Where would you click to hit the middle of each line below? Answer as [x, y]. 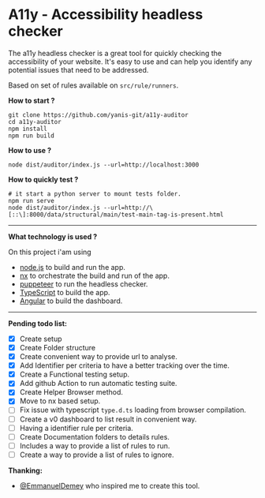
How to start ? [32, 100]
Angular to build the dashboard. [71, 301]
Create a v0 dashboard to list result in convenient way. [108, 419]
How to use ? [30, 150]
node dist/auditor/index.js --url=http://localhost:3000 [104, 165]
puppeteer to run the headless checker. [84, 284]
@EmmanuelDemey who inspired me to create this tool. [110, 485]
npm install [28, 129]
